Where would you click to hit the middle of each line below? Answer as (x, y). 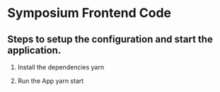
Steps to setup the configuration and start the (110, 39)
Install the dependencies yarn (61, 67)
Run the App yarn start (51, 81)
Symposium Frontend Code (89, 13)
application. (34, 50)
